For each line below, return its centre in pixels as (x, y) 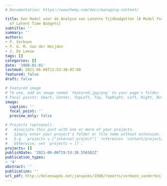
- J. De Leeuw (20, 51)
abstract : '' (19, 167)
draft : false (19, 79)
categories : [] (21, 60)
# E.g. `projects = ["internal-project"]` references (64, 139)
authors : (14, 37)
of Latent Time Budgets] (35, 23)
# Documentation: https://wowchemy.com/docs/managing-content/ (72, 10)
